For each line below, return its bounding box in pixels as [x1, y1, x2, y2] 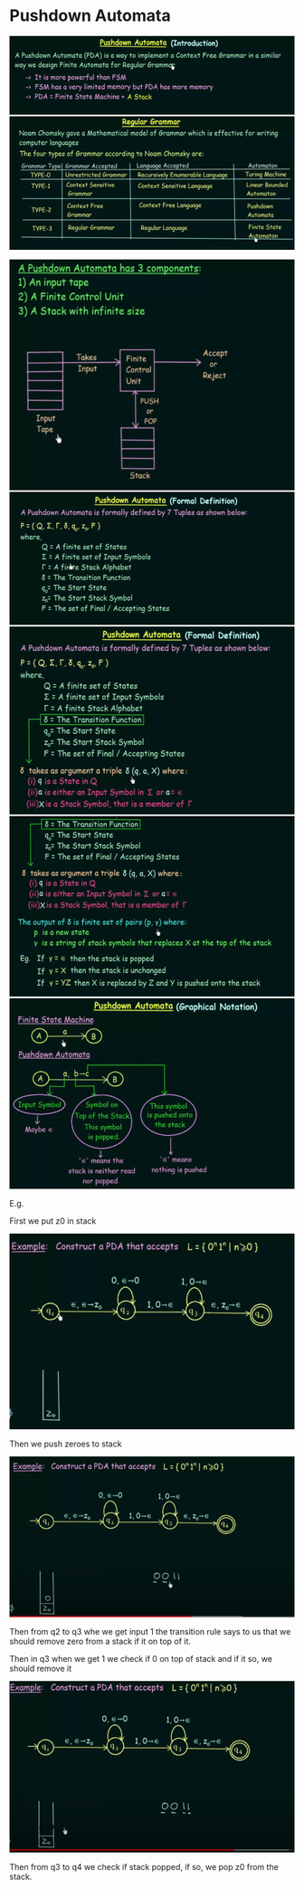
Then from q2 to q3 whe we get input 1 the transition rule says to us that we [9, 1627, 291, 1637]
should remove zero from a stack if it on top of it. [9, 1636, 192, 1647]
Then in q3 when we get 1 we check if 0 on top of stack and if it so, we [9, 1654, 273, 1665]
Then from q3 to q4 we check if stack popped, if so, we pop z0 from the [9, 1862, 279, 1873]
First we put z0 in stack [9, 1216, 97, 1226]
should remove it [9, 1663, 72, 1674]
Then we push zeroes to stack [9, 1438, 122, 1449]
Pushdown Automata [9, 5, 171, 26]
